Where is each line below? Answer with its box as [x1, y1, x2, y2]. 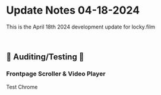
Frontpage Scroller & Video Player [6, 69, 106, 78]
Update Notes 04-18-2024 [6, 4, 140, 17]
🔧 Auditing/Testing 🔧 [6, 52, 84, 62]
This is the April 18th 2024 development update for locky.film [6, 23, 156, 30]
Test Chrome [6, 83, 38, 90]
